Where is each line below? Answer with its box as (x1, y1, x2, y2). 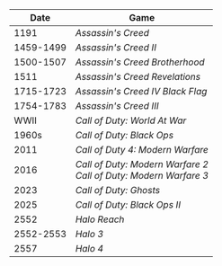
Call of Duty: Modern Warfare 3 (75, 170, 209, 182)
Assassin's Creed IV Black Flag (75, 85, 208, 97)
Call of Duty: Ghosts (75, 184, 160, 196)
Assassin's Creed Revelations (75, 71, 201, 83)
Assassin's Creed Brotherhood (75, 56, 205, 68)
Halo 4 (75, 243, 104, 254)
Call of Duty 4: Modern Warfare (75, 144, 209, 155)
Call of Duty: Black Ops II (75, 199, 182, 210)
